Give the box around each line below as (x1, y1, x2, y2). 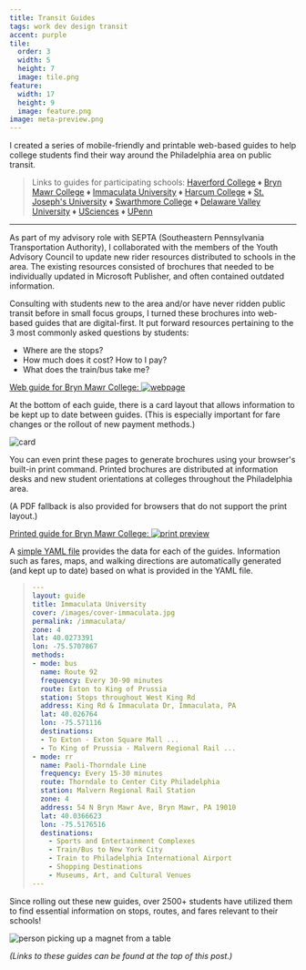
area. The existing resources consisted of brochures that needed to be (9, 261, 275, 272)
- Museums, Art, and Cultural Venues (48, 871, 192, 880)
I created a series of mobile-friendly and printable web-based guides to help (9, 140, 297, 151)
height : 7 (17, 65, 55, 74)
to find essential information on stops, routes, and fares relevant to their (9, 905, 279, 916)
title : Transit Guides (9, 13, 96, 23)
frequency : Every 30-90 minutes (40, 676, 163, 685)
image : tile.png (17, 73, 79, 82)
